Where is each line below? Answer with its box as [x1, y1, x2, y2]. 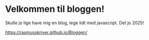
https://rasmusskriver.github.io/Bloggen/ [5, 29, 88, 35]
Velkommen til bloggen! [5, 3, 105, 15]
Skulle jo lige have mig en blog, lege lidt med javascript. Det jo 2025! [5, 20, 145, 26]
